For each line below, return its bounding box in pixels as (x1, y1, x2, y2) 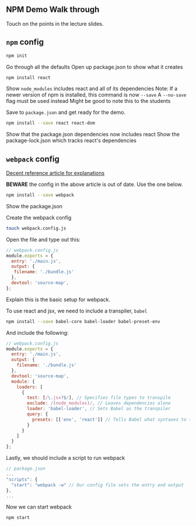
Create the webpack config (6, 214, 72, 221)
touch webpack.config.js (6, 225, 66, 231)
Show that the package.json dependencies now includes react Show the (6, 131, 180, 138)
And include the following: (6, 329, 69, 336)
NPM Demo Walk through (6, 5, 100, 15)
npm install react (6, 74, 51, 81)
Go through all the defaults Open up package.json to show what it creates (6, 63, 183, 70)
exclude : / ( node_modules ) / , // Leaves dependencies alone (27, 400, 171, 406)
